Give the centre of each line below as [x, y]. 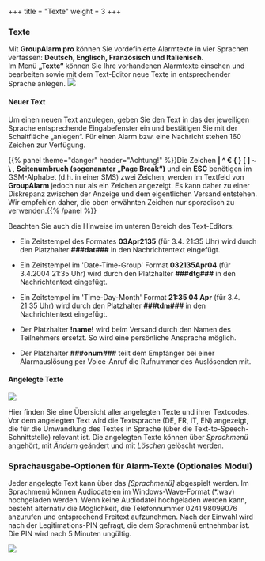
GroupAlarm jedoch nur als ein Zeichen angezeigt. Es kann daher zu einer [129, 185]
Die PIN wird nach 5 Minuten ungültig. [70, 534]
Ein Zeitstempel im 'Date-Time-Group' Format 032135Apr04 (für [125, 265]
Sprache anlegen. [37, 84]
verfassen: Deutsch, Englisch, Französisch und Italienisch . [106, 58]
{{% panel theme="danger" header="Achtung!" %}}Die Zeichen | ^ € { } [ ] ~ [132, 160]
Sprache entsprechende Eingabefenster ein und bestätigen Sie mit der [123, 128]
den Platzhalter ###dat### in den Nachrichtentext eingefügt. [120, 249]
